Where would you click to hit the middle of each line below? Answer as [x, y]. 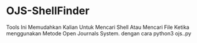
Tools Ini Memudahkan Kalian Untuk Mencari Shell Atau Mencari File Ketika [98, 27]
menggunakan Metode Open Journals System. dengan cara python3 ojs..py [99, 33]
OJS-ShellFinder [48, 11]
